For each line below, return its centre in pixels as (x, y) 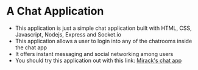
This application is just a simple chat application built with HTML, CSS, (103, 28)
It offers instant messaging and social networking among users (94, 54)
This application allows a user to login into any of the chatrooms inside (104, 41)
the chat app (31, 47)
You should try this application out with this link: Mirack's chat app (98, 60)
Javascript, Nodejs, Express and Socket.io (68, 34)
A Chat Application (55, 11)
